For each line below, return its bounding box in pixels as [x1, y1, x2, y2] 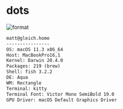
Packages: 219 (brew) [6, 63, 61, 69]
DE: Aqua [6, 75, 28, 81]
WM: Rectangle [6, 79, 42, 86]
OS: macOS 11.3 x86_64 [6, 46, 63, 52]
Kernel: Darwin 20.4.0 [6, 58, 63, 64]
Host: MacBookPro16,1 [6, 52, 61, 58]
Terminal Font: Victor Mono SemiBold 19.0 [6, 91, 115, 97]
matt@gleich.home [6, 35, 50, 41]
